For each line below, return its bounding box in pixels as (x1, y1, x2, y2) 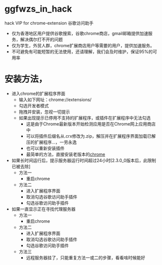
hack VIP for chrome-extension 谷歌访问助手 (4, 20, 94, 26)
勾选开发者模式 (18, 103, 49, 108)
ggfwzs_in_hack (4, 3, 72, 15)
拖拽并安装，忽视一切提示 (18, 108, 70, 115)
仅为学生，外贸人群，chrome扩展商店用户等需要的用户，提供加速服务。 (11, 42, 155, 48)
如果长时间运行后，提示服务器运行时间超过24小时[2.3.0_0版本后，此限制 (11, 157, 156, 163)
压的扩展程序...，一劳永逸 (26, 139, 77, 145)
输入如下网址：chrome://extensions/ (18, 96, 92, 103)
